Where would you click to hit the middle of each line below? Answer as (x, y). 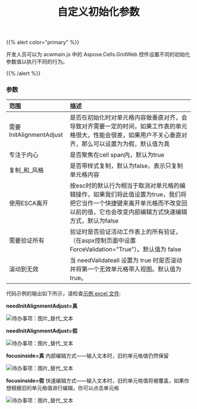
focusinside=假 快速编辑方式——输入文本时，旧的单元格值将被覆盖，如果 (95, 381)
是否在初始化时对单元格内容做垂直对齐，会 (129, 118)
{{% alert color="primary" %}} (43, 42)
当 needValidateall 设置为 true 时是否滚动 (126, 260)
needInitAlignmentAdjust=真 (42, 306)
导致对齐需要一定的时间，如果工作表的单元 (129, 127)
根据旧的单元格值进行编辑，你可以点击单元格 (65, 388)
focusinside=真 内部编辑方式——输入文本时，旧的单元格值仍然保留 (87, 356)
